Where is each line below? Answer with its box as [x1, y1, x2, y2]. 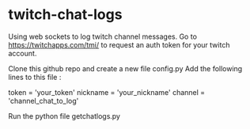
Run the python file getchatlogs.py [8, 111, 121, 120]
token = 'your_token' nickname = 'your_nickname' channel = [8, 87, 206, 97]
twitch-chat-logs [8, 6, 123, 24]
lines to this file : [8, 72, 62, 82]
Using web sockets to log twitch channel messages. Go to [8, 32, 198, 41]
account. [8, 48, 37, 58]
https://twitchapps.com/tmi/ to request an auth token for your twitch [8, 40, 230, 49]
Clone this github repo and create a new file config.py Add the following [8, 63, 243, 73]
